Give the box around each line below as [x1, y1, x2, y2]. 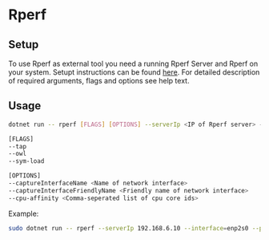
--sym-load [8, 157, 45, 165]
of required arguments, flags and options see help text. [8, 76, 190, 85]
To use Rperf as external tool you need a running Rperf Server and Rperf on [8, 59, 259, 68]
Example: [8, 209, 39, 218]
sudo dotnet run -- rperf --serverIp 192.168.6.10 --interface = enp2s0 [8, 224, 249, 232]
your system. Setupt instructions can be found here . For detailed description [8, 67, 260, 77]
